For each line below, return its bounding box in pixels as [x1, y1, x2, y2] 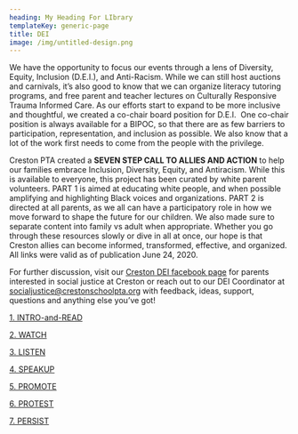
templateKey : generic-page [9, 21, 109, 30]
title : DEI [9, 29, 50, 38]
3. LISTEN [9, 347, 46, 358]
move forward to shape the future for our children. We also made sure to [9, 212, 275, 222]
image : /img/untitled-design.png [9, 37, 133, 47]
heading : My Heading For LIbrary [9, 12, 133, 22]
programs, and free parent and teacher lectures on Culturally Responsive [9, 91, 278, 101]
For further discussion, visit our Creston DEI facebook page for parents [9, 267, 270, 277]
